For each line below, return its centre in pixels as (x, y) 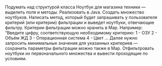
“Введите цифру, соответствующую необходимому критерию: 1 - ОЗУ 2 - (81, 33)
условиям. (16, 58)
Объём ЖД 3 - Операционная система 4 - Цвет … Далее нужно (71, 38)
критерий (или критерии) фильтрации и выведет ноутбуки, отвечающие (80, 22)
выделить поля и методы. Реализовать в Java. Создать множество (75, 12)
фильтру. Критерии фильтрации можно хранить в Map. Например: (74, 28)
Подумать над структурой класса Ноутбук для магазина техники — (75, 7)
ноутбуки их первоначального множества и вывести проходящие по (76, 53)
